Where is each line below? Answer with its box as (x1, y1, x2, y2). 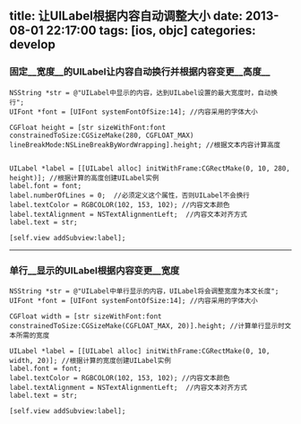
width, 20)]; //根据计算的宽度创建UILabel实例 (9, 356, 172, 365)
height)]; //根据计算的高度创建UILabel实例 (9, 173, 159, 182)
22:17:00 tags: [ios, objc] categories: (46, 23, 257, 39)
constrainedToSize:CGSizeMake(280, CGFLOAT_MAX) (9, 131, 194, 140)
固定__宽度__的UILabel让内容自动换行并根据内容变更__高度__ (9, 65, 271, 78)
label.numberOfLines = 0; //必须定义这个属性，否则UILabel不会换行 (9, 191, 250, 200)
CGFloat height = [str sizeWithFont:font (9, 123, 167, 132)
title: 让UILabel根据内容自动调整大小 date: (9, 8, 244, 24)
